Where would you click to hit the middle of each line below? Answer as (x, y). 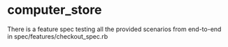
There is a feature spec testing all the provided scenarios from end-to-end (114, 29)
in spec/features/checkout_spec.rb (58, 36)
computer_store (55, 10)
